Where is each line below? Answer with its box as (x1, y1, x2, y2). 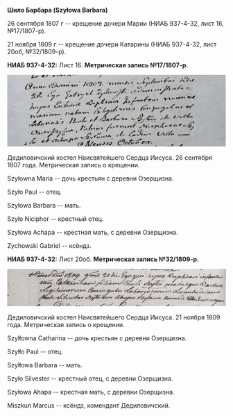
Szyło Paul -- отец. (7, 188, 62, 197)
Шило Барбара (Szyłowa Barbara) (7, 6, 108, 14)
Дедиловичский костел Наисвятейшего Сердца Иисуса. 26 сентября (7, 153, 213, 162)
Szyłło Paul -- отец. (7, 347, 64, 356)
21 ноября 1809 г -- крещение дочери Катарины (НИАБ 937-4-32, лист (7, 40, 217, 48)
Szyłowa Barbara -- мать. (7, 201, 81, 210)
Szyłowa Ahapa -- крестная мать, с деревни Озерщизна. (7, 388, 175, 397)
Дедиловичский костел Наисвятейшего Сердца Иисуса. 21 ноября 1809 (7, 313, 221, 322)
